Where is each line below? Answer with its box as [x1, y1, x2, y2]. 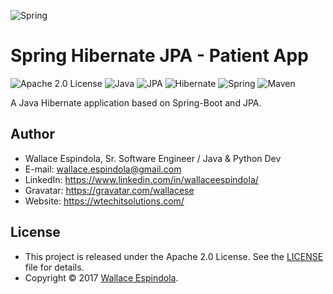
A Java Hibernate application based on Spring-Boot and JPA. [10, 96, 262, 109]
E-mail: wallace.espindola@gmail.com [24, 163, 182, 175]
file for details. [24, 261, 85, 273]
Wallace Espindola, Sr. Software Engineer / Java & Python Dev [24, 152, 282, 164]
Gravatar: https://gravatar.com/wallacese [24, 184, 195, 196]
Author [10, 126, 55, 143]
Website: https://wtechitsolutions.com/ [24, 195, 185, 207]
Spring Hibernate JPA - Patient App [10, 45, 309, 67]
